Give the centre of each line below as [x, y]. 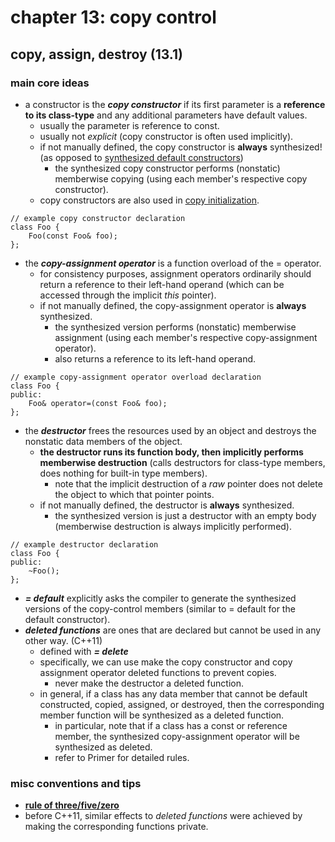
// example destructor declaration [84, 544]
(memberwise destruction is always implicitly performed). [173, 526]
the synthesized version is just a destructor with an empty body [185, 515]
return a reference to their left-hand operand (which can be [162, 284]
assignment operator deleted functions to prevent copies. [158, 672]
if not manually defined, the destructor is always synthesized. [167, 505]
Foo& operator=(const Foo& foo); [98, 403]
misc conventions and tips [76, 783]
